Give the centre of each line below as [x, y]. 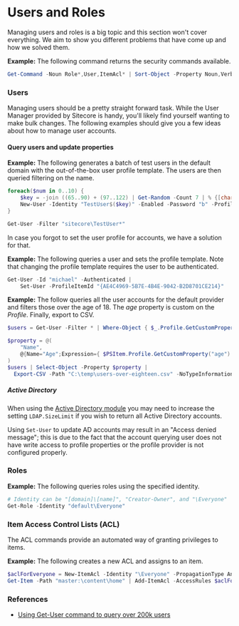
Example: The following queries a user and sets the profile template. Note [116, 259]
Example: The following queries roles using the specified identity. [103, 486]
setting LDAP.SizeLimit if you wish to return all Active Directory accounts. [115, 416]
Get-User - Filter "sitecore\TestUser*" [67, 224]
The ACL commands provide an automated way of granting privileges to [113, 540]
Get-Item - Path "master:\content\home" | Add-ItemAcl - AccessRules [110, 581]
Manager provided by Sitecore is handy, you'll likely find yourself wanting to [118, 116]
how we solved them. [38, 47]
